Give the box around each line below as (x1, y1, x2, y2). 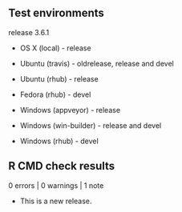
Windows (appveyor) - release (19, 105, 121, 114)
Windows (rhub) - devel (19, 136, 99, 146)
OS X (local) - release (19, 43, 91, 53)
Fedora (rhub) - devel (19, 90, 91, 99)
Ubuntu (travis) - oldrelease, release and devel (19, 58, 174, 68)
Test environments (8, 6, 104, 20)
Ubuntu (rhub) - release (19, 74, 99, 83)
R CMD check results (8, 159, 115, 173)
